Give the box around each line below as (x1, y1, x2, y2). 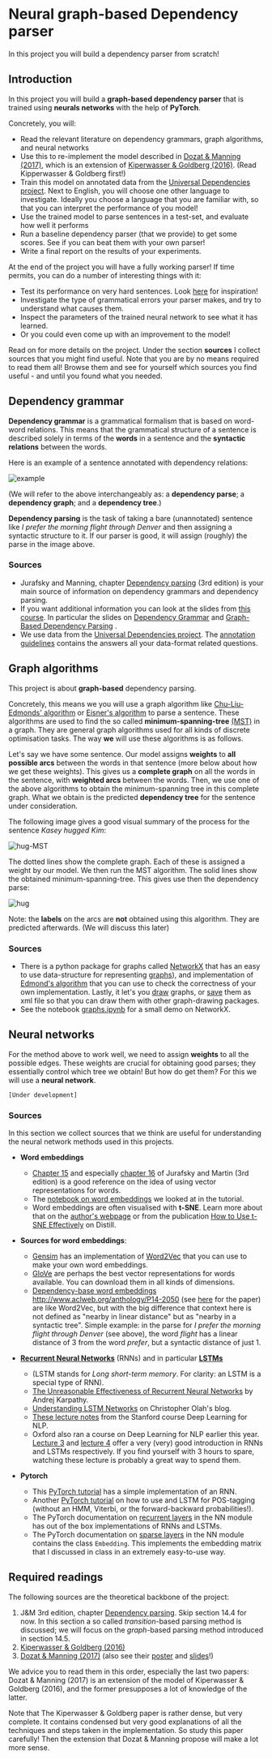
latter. (8, 1692, 28, 1702)
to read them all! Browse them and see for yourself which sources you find (8, 362, 257, 372)
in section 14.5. (19, 1633, 70, 1643)
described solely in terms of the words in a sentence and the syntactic (8, 433, 246, 443)
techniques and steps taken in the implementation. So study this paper (8, 1725, 244, 1735)
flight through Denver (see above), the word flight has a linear (32, 1329, 238, 1339)
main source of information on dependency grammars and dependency (19, 586, 259, 596)
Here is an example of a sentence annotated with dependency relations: (8, 458, 249, 467)
